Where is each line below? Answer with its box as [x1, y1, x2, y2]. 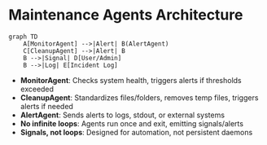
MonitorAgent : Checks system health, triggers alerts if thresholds [20, 75, 242, 85]
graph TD [8, 33, 38, 41]
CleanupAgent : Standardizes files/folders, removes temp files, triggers [20, 92, 259, 103]
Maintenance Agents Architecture [8, 6, 243, 24]
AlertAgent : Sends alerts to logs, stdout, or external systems [20, 110, 225, 120]
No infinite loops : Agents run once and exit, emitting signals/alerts [20, 118, 244, 128]
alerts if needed [20, 101, 73, 111]
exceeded [20, 84, 55, 94]
